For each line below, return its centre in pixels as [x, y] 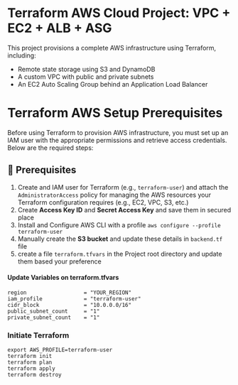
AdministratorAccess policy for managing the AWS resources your [114, 195]
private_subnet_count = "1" [54, 318]
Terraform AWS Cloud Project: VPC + [119, 13]
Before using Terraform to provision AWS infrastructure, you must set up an [118, 132]
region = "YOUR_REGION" [70, 293]
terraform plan [30, 363]
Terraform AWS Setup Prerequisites [115, 113]
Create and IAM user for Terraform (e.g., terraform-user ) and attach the [123, 187]
